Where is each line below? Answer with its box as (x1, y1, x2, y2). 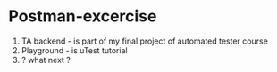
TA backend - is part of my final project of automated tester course (21, 36, 269, 46)
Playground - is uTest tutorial (21, 44, 128, 55)
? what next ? (21, 54, 71, 65)
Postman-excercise (8, 6, 157, 27)
